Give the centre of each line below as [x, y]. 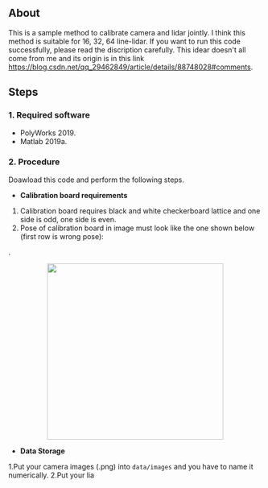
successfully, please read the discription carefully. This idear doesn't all [127, 50]
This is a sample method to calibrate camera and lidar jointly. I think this [127, 32]
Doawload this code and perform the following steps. [97, 180]
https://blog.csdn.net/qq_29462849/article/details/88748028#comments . [131, 67]
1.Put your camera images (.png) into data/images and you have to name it [131, 466]
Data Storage [43, 451]
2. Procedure [34, 162]
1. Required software [49, 115]
